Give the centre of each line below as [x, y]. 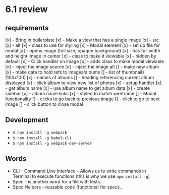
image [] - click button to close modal [44, 104]
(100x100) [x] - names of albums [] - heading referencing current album [80, 77]
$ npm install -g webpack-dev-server [52, 143]
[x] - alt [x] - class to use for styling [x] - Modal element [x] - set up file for [83, 45]
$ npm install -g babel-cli [42, 138]
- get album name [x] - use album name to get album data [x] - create [78, 88]
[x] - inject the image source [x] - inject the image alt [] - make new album [82, 67]
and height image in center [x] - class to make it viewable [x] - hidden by [81, 56]
